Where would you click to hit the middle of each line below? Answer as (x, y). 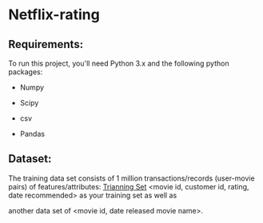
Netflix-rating (54, 15)
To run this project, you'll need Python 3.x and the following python (119, 63)
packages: (26, 72)
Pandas (32, 134)
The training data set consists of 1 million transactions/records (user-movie (131, 178)
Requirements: (46, 44)
